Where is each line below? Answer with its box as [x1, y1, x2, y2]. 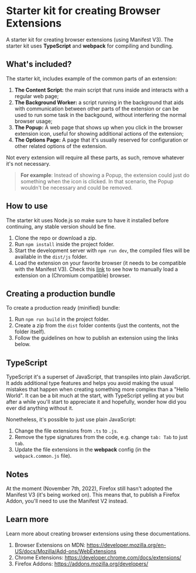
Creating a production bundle [6, 289, 116, 299]
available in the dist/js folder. [14, 253, 88, 260]
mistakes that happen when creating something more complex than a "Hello [6, 386, 189, 393]
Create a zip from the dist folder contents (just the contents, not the [14, 322, 180, 329]
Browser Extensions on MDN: [14, 541, 86, 548]
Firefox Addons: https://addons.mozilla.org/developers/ [14, 560, 149, 567]
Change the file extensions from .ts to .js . [14, 427, 119, 434]
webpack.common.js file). [14, 453, 72, 460]
